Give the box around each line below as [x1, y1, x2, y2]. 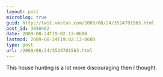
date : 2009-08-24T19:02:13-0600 [6, 31, 87, 37]
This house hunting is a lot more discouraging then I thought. [6, 64, 158, 71]
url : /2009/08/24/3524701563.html [6, 48, 93, 54]
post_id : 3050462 [6, 25, 50, 32]
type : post [6, 42, 34, 48]
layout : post [6, 8, 39, 15]
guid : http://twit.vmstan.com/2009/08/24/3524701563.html [6, 20, 155, 26]
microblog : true [6, 14, 47, 20]
